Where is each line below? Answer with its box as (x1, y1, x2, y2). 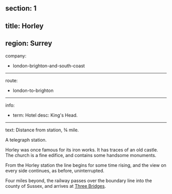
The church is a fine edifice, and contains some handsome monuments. (5, 152, 157, 158)
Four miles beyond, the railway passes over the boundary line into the (5, 177, 152, 184)
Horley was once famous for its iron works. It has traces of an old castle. (5, 146, 159, 153)
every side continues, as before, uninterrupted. (5, 167, 104, 173)
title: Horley (5, 22, 44, 30)
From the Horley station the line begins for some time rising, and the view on (5, 162, 166, 168)
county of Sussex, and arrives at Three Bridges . (5, 183, 106, 189)
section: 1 (5, 4, 37, 13)
